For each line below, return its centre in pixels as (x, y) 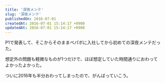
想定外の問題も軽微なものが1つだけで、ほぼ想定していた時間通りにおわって (82, 59)
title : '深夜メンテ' (24, 10)
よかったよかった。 (25, 65)
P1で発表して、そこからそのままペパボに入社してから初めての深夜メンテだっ (83, 43)
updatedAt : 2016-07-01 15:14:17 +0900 (45, 28)
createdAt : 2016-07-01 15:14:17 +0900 (45, 23)
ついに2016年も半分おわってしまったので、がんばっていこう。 (68, 76)
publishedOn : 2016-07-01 (31, 19)
